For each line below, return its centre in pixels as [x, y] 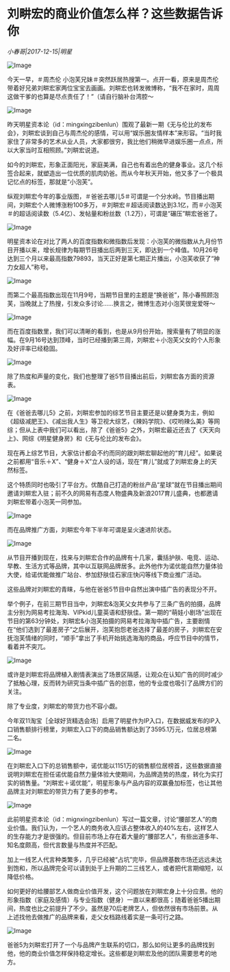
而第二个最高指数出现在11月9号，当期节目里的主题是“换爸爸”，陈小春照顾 [110, 295]
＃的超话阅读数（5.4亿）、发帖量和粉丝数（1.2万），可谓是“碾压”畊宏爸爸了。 [114, 213]
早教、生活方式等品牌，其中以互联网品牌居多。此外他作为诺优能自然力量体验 [115, 566]
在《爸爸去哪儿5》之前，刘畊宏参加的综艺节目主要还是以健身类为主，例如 [111, 413]
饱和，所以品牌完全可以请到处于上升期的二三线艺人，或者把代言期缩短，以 [118, 868]
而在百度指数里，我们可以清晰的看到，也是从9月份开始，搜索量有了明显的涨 [114, 331]
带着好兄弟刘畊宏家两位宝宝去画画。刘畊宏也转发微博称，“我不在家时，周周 [114, 88]
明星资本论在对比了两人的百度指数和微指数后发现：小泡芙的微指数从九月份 [112, 241]
